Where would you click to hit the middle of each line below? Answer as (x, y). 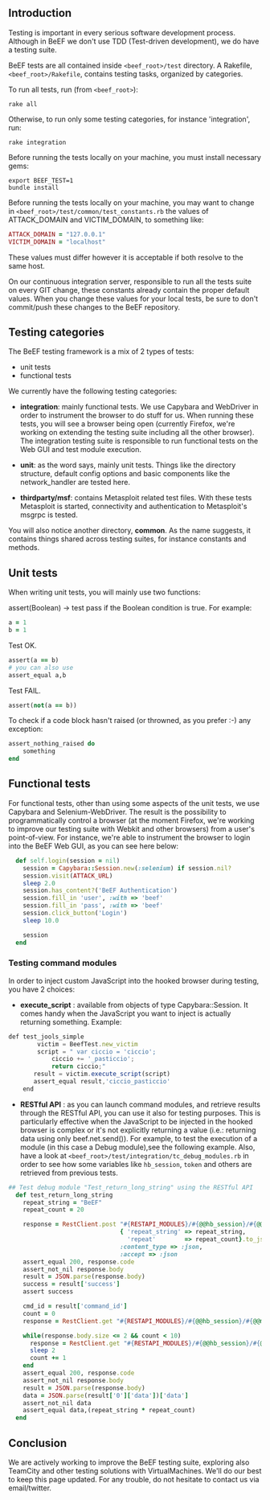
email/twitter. (30, 1488)
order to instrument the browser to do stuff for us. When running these (137, 415)
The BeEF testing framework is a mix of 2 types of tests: (101, 351)
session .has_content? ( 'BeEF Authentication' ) (100, 891)
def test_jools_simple (46, 1037)
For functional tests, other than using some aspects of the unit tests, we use (134, 803)
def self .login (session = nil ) (68, 861)
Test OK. (23, 645)
